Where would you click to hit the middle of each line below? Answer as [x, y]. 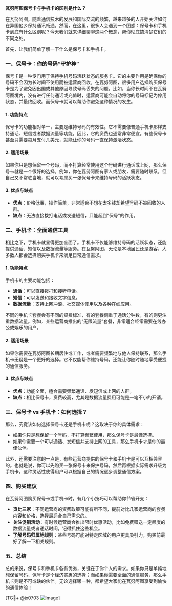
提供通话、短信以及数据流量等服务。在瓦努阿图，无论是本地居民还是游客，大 [86, 249]
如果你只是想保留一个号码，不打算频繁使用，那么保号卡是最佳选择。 [84, 435]
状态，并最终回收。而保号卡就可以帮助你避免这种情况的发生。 [70, 102]
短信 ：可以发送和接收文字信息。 [46, 298]
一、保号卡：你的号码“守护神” [42, 64]
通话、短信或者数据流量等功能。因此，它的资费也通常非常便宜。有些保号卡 [88, 133]
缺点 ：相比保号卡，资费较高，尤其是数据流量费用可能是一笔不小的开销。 [89, 397]
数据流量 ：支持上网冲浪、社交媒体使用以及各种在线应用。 [73, 304]
